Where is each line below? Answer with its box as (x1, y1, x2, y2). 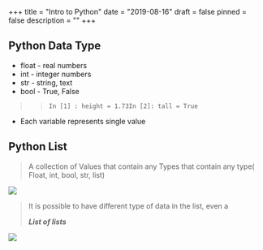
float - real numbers (19, 60, 88, 70)
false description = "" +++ (8, 15, 96, 25)
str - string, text (19, 77, 73, 88)
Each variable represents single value (19, 116, 146, 126)
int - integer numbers (19, 69, 92, 79)
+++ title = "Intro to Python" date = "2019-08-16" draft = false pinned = (8, 7, 248, 16)
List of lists (28, 217, 67, 226)
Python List (8, 140, 67, 153)
